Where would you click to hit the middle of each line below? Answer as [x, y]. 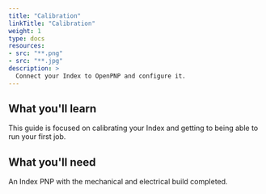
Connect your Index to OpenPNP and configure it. [101, 76]
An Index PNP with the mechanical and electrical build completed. [118, 182]
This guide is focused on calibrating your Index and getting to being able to [133, 128]
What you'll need [52, 162]
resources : [27, 46]
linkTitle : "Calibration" [52, 23]
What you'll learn [53, 109]
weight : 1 [25, 31]
